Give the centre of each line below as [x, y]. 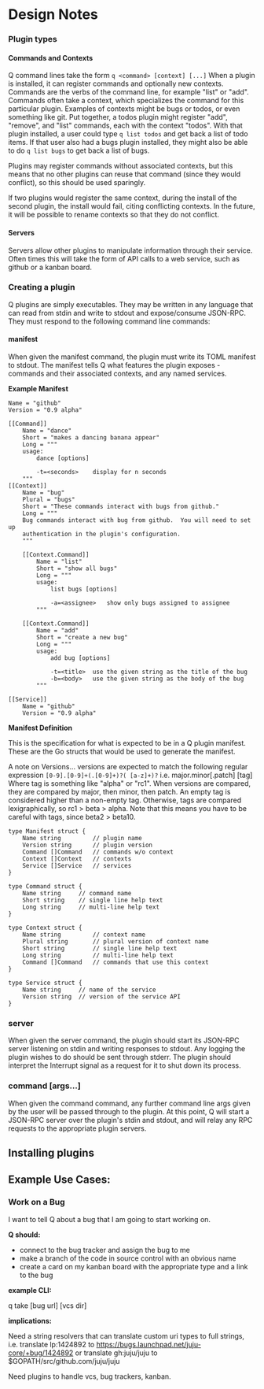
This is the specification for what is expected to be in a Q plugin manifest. [127, 743]
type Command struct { [45, 887]
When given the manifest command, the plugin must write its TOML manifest [132, 357]
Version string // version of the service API [101, 997]
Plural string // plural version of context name [116, 942]
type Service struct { [45, 983]
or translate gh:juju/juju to [117, 1353]
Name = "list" [59, 562]
